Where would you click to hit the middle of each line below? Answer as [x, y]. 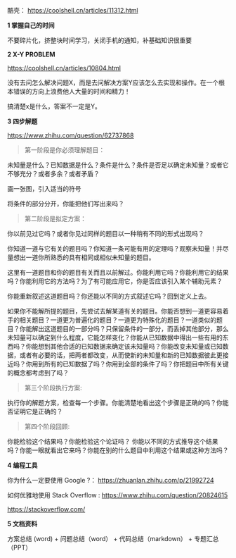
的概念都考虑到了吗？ [38, 373]
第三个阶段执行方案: [53, 387]
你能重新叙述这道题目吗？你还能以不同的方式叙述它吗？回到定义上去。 [109, 296]
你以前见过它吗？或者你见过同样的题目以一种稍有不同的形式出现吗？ [106, 234]
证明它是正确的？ [38, 411]
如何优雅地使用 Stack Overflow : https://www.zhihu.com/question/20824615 [118, 495]
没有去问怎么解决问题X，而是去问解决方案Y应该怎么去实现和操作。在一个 [113, 82]
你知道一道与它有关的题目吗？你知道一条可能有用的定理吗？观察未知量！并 [115, 248]
